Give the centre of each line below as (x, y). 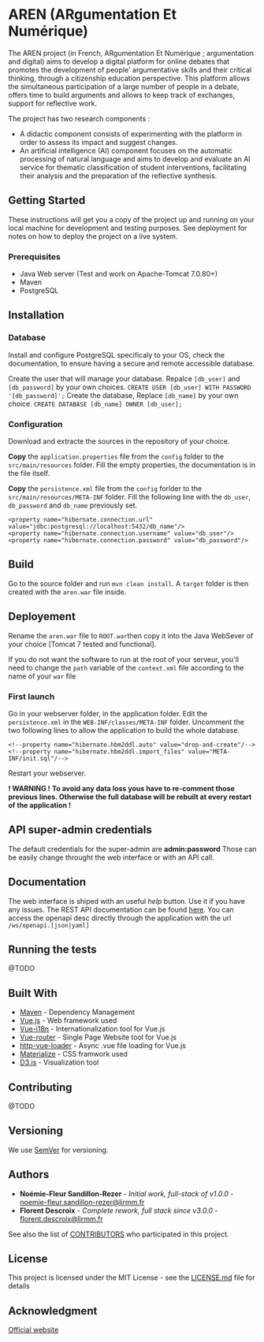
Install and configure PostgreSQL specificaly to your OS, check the (117, 355)
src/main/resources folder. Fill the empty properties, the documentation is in (132, 465)
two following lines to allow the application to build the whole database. (124, 730)
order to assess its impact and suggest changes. (99, 142)
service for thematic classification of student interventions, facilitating (133, 167)
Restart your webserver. (47, 773)
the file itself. (29, 474)
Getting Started (47, 201)
